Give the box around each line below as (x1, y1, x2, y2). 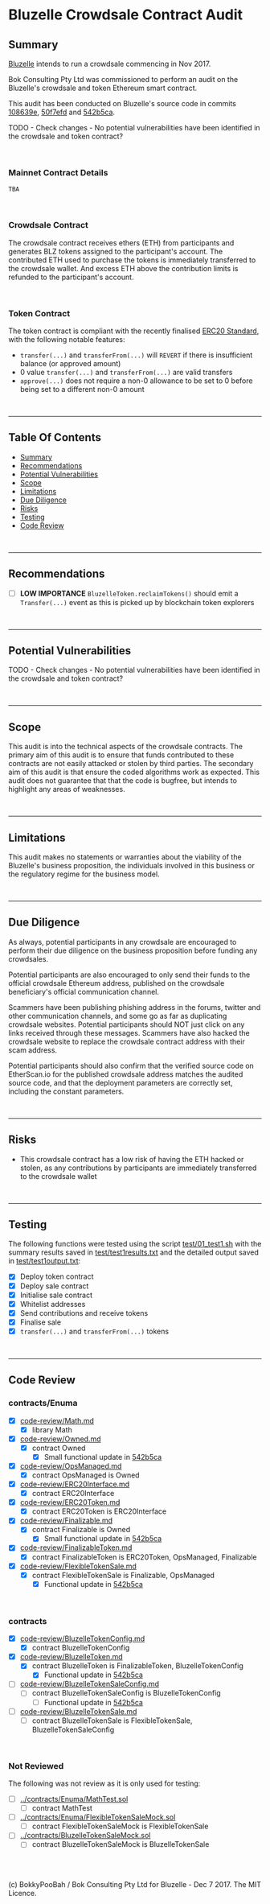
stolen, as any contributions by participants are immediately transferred (19, 1163, 257, 1172)
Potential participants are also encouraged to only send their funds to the (8, 970, 251, 979)
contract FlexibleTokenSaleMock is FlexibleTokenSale (31, 1821, 209, 1832)
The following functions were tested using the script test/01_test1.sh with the (8, 1239, 262, 1249)
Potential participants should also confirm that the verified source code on (8, 1061, 255, 1070)
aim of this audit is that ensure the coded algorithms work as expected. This (8, 767, 260, 777)
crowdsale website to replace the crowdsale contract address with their (8, 1036, 245, 1046)
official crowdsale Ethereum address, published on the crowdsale (8, 978, 225, 987)
